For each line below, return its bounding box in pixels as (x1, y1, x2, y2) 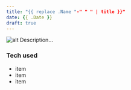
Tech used (6, 52, 38, 60)
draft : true (6, 20, 36, 26)
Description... (19, 37, 53, 44)
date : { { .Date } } (6, 14, 53, 20)
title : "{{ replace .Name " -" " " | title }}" (6, 8, 126, 15)
